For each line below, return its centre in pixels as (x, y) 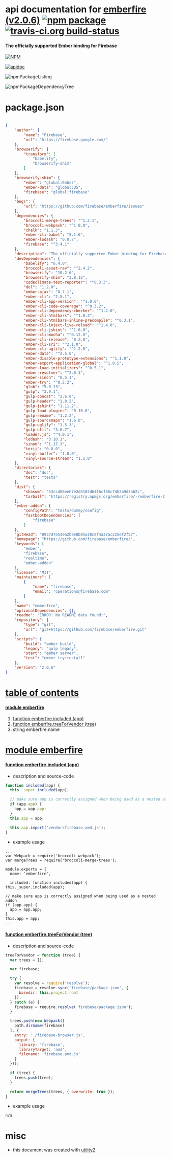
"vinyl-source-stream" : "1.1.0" (58, 458)
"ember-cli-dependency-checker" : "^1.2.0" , (70, 311)
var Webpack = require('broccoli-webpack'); (53, 856)
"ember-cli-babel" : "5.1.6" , (54, 235)
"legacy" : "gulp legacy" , (51, 649)
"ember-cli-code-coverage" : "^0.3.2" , (65, 306)
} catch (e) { (25, 1002)
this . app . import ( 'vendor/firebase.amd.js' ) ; (58, 828)
